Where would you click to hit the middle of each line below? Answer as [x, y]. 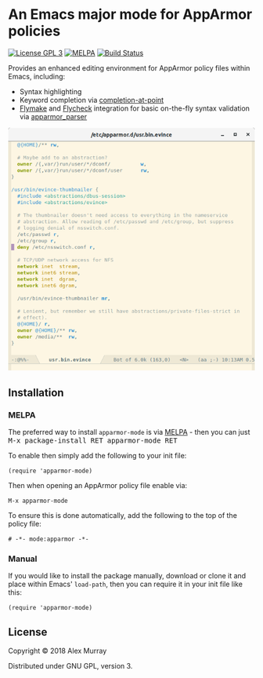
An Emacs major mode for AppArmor [130, 15]
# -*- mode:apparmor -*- [49, 539]
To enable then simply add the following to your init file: [97, 456]
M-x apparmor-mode [38, 501]
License [28, 632]
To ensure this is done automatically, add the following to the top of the [122, 516]
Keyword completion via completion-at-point [92, 100]
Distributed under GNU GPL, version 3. [70, 666]
